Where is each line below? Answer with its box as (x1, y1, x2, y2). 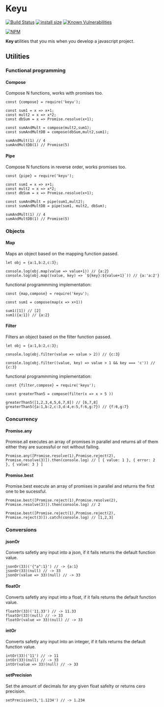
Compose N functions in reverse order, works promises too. (5, 164, 127, 170)
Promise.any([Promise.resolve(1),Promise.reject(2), (5, 453, 116, 459)
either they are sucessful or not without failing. (5, 444, 100, 450)
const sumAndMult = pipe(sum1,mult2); (5, 199, 85, 204)
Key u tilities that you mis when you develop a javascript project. (5, 38, 135, 44)
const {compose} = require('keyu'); (5, 100, 81, 105)
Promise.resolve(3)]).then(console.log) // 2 (5, 502, 100, 507)
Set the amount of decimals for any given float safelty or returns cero (5, 683, 145, 689)
